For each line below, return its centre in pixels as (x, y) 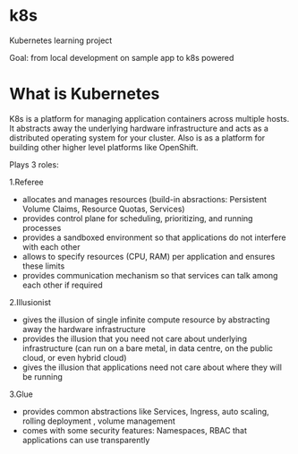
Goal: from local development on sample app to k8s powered (122, 57)
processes (42, 227)
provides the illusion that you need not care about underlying (135, 338)
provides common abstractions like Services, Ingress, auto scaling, (146, 411)
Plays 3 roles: (34, 164)
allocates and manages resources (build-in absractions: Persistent (144, 199)
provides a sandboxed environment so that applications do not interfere (154, 237)
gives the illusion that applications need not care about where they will (152, 367)
